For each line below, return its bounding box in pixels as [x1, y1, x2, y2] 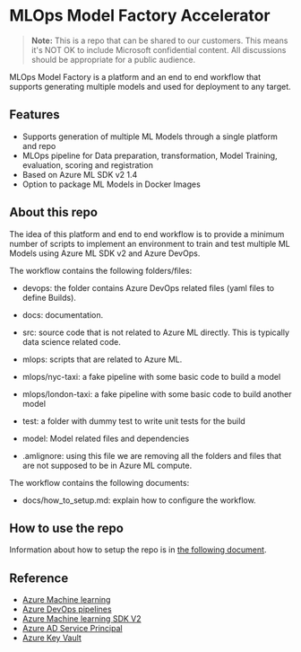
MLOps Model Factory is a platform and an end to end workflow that [9, 71, 262, 82]
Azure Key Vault [21, 632, 82, 643]
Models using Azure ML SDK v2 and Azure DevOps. [9, 248, 201, 259]
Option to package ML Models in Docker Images [21, 179, 202, 189]
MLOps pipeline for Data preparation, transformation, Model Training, [21, 150, 278, 161]
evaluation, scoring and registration [21, 159, 154, 171]
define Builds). [21, 292, 76, 303]
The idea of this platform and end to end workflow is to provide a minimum [9, 228, 285, 239]
